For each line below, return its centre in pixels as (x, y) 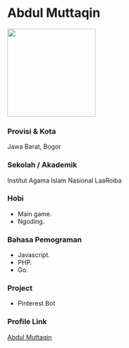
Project (20, 288)
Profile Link (27, 322)
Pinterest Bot (36, 304)
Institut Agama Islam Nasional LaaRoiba (64, 180)
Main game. (35, 213)
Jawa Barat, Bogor (34, 147)
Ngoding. (31, 221)
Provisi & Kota (32, 131)
